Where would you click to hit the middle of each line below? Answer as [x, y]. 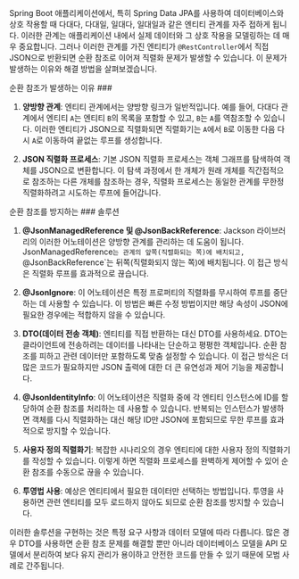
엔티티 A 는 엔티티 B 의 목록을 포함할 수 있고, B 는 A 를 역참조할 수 [154, 118]
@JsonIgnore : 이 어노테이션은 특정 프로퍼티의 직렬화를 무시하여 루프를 [146, 292]
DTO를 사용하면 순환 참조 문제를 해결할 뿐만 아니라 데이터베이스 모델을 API [148, 543]
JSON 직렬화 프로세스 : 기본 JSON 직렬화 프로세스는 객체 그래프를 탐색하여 [151, 159]
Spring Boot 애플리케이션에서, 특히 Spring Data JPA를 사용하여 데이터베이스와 [146, 13]
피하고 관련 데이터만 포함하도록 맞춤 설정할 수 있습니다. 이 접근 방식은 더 [164, 356]
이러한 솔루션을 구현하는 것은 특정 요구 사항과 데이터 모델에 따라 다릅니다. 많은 [145, 532]
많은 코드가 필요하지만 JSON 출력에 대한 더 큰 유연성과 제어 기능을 [137, 367]
